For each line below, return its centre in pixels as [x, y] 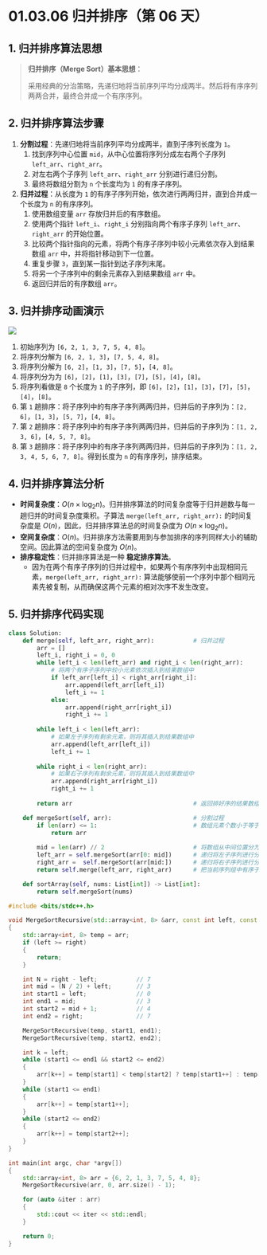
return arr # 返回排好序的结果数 [145, 803]
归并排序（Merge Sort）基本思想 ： [85, 69]
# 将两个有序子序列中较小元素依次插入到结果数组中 [122, 670]
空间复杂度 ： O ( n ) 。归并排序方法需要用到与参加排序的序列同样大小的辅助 [139, 537]
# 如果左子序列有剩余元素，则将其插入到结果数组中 [122, 737]
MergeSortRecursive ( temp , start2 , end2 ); [92, 1038]
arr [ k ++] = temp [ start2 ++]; [83, 1134]
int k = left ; [46, 1053]
